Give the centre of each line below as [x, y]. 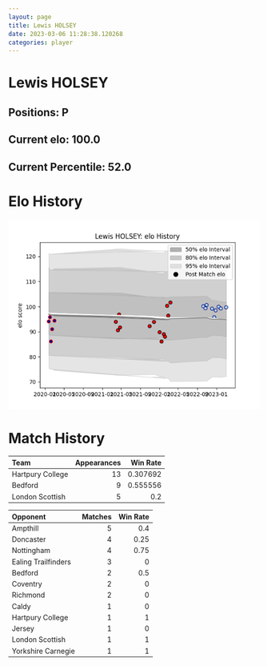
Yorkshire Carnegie [44, 651]
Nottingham [31, 551]
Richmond [28, 595]
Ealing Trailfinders [42, 562]
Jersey [23, 628]
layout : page [30, 17]
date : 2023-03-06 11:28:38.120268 [66, 34]
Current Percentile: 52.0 [70, 167]
